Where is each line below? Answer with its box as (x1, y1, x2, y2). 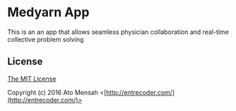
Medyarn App (7, 4, 90, 21)
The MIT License (7, 74, 57, 83)
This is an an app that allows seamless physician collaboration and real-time (7, 28, 230, 36)
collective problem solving (7, 35, 84, 43)
